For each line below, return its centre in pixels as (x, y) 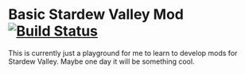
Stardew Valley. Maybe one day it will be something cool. (101, 61)
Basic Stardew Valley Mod (96, 15)
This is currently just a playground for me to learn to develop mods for (123, 53)
